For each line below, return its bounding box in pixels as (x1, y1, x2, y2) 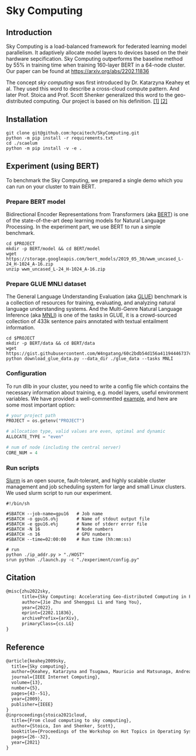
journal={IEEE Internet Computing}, (11, 674, 100, 680)
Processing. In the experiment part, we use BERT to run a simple (6, 223, 161, 230)
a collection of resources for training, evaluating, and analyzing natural (6, 299, 176, 306)
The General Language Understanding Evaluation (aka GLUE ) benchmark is (6, 293, 188, 300)
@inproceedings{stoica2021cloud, (6, 712, 87, 718)
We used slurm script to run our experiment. (6, 490, 113, 497)
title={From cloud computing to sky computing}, (11, 717, 132, 724)
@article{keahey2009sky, (6, 658, 66, 664)
